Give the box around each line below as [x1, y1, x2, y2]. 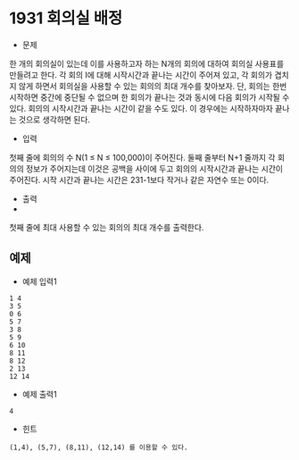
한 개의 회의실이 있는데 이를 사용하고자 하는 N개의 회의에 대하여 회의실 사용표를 [9, 58, 284, 69]
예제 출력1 [21, 389, 57, 399]
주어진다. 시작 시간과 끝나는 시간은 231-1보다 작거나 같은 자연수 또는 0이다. [9, 174, 270, 185]
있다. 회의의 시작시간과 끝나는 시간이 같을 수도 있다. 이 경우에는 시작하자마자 [9, 103, 274, 113]
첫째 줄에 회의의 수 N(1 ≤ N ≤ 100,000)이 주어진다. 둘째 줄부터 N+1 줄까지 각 [9, 152, 276, 163]
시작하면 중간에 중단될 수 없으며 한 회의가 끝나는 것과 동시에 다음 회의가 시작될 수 [9, 91, 290, 103]
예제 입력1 [21, 276, 57, 287]
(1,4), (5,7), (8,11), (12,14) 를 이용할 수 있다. [9, 443, 188, 452]
